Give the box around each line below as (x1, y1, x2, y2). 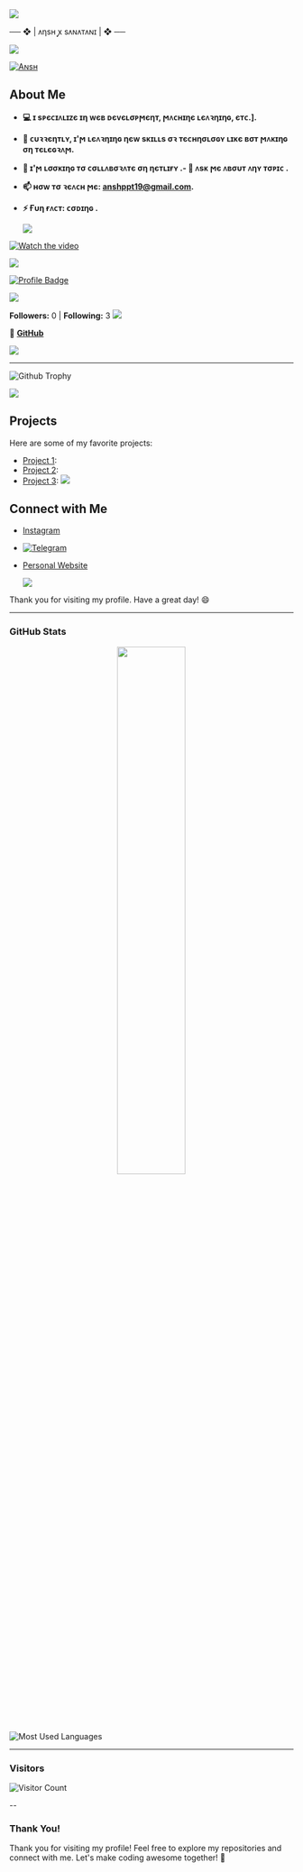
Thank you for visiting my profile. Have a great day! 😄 (9, 594, 210, 605)
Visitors (9, 1762, 45, 1775)
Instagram (22, 525, 60, 536)
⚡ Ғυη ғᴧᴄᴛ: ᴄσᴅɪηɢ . (22, 202, 98, 213)
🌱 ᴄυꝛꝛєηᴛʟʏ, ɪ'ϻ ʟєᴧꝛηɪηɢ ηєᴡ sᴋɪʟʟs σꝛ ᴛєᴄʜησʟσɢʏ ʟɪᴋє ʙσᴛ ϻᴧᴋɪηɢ (22, 133, 289, 143)
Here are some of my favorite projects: (9, 437, 153, 448)
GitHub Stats (9, 626, 67, 638)
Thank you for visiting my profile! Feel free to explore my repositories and (9, 1843, 282, 1854)
